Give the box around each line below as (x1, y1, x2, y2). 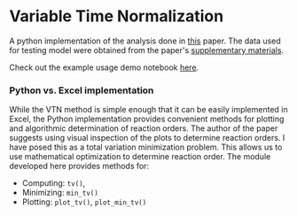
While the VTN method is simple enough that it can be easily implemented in (9, 104, 288, 115)
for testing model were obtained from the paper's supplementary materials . (9, 44, 285, 55)
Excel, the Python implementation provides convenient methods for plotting (9, 113, 285, 125)
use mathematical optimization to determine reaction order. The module (9, 151, 271, 162)
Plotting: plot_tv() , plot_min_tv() (21, 197, 147, 207)
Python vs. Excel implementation (9, 84, 154, 96)
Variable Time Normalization (9, 6, 224, 27)
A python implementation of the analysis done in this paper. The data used (9, 35, 281, 46)
